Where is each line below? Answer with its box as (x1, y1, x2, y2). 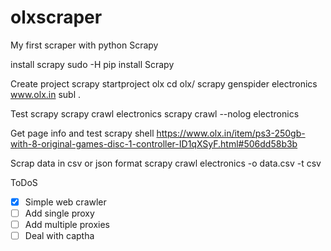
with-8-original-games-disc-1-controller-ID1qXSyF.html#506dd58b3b (10, 137, 298, 150)
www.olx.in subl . (10, 88, 82, 100)
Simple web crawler (24, 196, 107, 208)
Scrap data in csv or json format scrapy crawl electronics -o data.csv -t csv (10, 157, 322, 169)
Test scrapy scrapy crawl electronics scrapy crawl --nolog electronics (10, 107, 300, 120)
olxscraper (10, 6, 103, 29)
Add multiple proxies (24, 219, 110, 231)
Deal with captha (24, 230, 95, 242)
